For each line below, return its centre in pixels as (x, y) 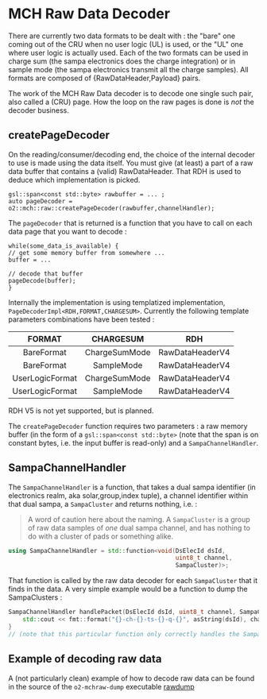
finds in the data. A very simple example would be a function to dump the (128, 589)
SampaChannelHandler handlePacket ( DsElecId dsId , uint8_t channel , (122, 612)
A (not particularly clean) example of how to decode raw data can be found (132, 678)
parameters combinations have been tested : (81, 319)
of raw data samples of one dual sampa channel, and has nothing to (139, 527)
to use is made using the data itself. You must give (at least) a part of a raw (131, 163)
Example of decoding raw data (85, 659)
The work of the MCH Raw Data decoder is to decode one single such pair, (131, 93)
